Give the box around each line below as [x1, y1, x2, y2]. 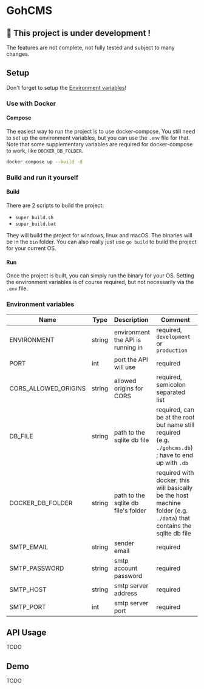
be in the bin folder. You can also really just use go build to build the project [6, 238, 197, 245]
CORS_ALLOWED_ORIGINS [9, 384, 86, 393]
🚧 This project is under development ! [6, 28, 151, 38]
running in [114, 344, 143, 352]
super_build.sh [15, 214, 54, 220]
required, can [156, 406, 194, 414]
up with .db [156, 459, 189, 467]
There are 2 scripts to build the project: [6, 202, 104, 209]
